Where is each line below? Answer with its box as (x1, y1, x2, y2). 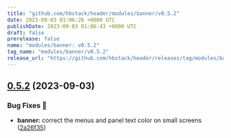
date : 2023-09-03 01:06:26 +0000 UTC (7, 16, 115, 23)
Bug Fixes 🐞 (7, 101, 47, 111)
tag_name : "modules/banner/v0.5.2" (7, 49, 109, 56)
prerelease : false (7, 36, 60, 43)
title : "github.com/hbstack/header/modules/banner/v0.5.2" (7, 10, 180, 17)
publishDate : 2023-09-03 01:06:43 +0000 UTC (7, 23, 137, 30)
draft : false (7, 29, 45, 36)
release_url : (7, 55, 45, 62)
